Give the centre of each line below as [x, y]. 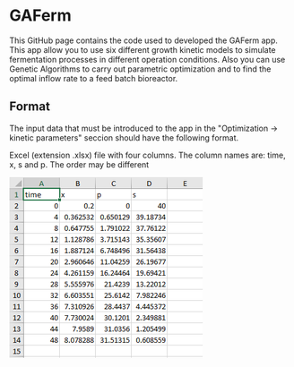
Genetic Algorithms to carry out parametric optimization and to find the [140, 69]
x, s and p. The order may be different [79, 164]
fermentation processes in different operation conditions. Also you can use [147, 59]
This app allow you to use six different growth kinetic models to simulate [143, 49]
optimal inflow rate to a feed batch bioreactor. [94, 78]
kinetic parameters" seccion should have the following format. [124, 137]
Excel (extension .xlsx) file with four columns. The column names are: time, [147, 155]
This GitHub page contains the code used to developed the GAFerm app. [143, 40]
